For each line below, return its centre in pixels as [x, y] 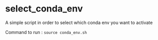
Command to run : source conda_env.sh [46, 32]
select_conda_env [44, 9]
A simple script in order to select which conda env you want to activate [79, 22]
